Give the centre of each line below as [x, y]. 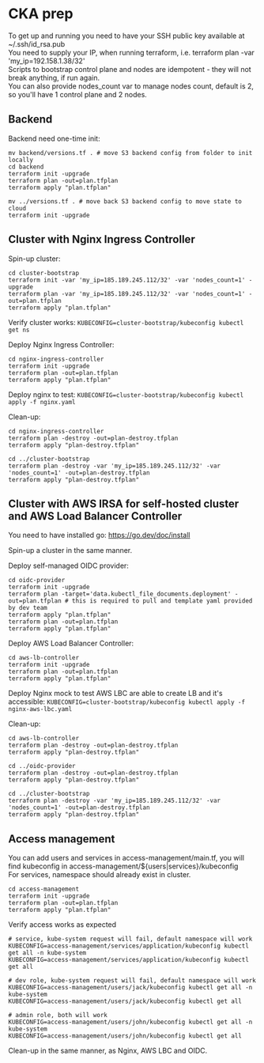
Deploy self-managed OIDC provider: [68, 566]
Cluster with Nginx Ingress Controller [102, 239]
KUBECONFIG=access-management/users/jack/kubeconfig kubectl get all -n [130, 988]
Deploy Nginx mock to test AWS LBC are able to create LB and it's [115, 694]
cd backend [26, 167]
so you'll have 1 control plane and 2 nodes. [78, 94]
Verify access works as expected [62, 925]
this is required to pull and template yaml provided [162, 601]
